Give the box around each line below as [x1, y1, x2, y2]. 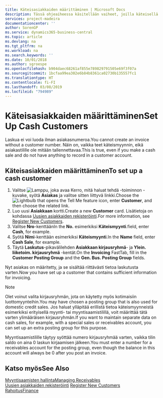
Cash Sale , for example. [12, 239, 61, 245]
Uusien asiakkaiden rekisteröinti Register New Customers [5, 382, 121, 388]
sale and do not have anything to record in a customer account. [5, 152, 133, 158]
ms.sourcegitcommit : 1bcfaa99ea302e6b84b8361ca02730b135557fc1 [5, 71, 137, 76]
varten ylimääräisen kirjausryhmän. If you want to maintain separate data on [5, 314, 157, 321]
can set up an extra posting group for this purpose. [5, 325, 108, 331]
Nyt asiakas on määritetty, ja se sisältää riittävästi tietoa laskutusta [5, 264, 139, 270]
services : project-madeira [5, 16, 60, 21]
